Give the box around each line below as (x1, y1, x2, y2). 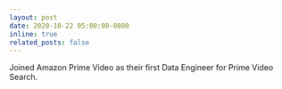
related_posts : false (9, 37, 90, 47)
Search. (9, 72, 38, 83)
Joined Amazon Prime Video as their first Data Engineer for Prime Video (9, 62, 274, 73)
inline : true (9, 29, 58, 38)
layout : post (9, 12, 58, 22)
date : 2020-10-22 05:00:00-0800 (9, 21, 129, 30)
